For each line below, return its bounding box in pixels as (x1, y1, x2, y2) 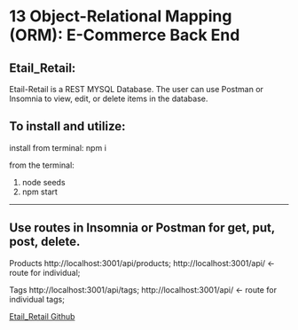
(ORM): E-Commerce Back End (9, 25, 240, 45)
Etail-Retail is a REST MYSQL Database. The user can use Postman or (9, 84, 264, 94)
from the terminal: (9, 160, 75, 170)
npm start (21, 186, 58, 197)
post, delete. (9, 234, 81, 249)
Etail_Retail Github (9, 310, 75, 321)
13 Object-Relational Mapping (9, 6, 232, 27)
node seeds (21, 177, 66, 187)
